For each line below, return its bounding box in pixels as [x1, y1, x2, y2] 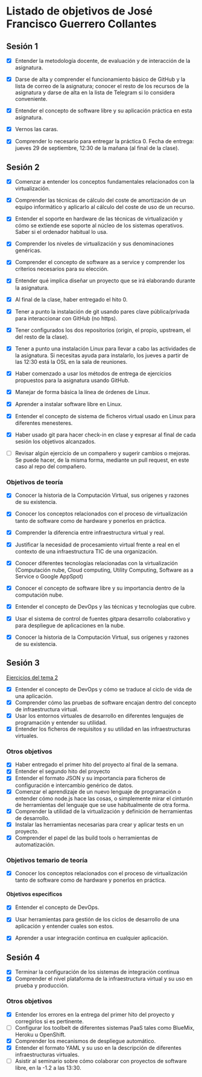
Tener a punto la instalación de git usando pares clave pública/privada [14, 308, 190, 315]
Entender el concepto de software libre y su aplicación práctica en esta [14, 107, 192, 114]
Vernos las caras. [14, 126, 58, 133]
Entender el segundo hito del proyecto [14, 768, 110, 775]
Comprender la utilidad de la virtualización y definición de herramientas [14, 807, 193, 815]
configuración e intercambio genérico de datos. [14, 781, 134, 789]
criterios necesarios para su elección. [14, 265, 109, 273]
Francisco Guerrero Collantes [6, 17, 157, 31]
